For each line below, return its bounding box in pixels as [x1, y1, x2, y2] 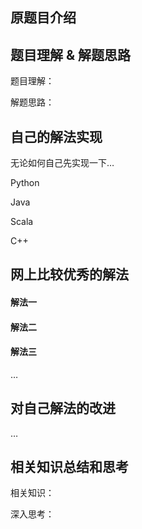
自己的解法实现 [10, 128, 103, 145]
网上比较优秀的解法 [10, 266, 129, 283]
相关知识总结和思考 [10, 459, 129, 475]
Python [10, 177, 40, 189]
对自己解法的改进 [10, 400, 116, 417]
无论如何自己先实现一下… [10, 157, 115, 169]
